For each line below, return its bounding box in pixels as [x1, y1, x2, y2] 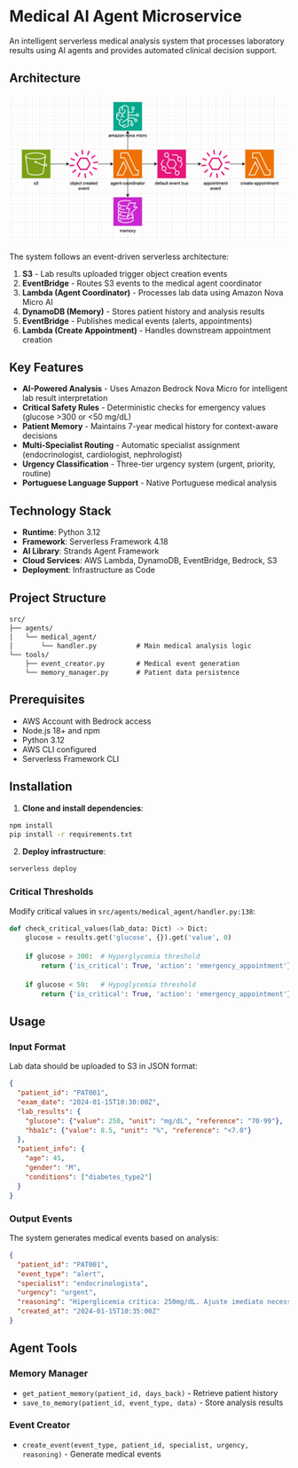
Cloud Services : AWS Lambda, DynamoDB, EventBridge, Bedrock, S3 [21, 555, 278, 566]
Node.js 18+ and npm [21, 725, 100, 735]
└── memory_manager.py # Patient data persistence [25, 668, 240, 677]
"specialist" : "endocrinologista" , [17, 1279, 149, 1288]
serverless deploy [9, 865, 77, 874]
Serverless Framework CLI [21, 753, 120, 764]
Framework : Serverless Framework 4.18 [21, 537, 169, 547]
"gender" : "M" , [25, 1164, 82, 1173]
